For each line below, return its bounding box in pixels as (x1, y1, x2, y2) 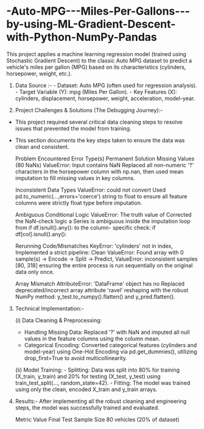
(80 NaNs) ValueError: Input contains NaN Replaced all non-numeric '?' (15, 161, 194, 168)
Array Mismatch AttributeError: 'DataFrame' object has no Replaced (15, 279, 185, 287)
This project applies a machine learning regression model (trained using (6, 50, 187, 57)
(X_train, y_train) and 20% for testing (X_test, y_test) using (15, 372, 161, 380)
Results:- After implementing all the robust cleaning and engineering (15, 397, 187, 405)
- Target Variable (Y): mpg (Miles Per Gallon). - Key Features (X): (15, 88, 177, 95)
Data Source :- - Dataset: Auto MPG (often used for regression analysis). (15, 81, 198, 89)
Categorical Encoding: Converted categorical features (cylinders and (24, 341, 197, 348)
